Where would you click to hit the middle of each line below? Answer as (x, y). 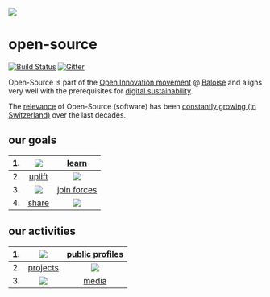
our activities (42, 231)
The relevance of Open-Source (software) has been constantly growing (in (132, 106)
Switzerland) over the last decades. (67, 115)
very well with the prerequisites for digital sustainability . (101, 91)
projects (43, 267)
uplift (38, 176)
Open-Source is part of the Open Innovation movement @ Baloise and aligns (135, 82)
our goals (33, 140)
